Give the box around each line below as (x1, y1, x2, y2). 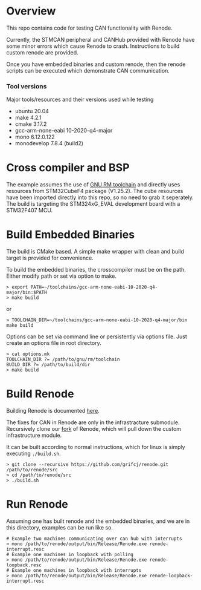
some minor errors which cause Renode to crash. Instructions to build (6, 42, 180, 50)
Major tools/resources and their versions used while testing (6, 96, 154, 103)
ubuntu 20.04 (14, 108, 49, 115)
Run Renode (6, 497, 68, 511)
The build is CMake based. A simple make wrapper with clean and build (6, 248, 184, 255)
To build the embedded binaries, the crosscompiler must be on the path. (6, 266, 186, 274)
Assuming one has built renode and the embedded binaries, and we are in (6, 517, 190, 525)
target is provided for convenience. (6, 254, 94, 261)
